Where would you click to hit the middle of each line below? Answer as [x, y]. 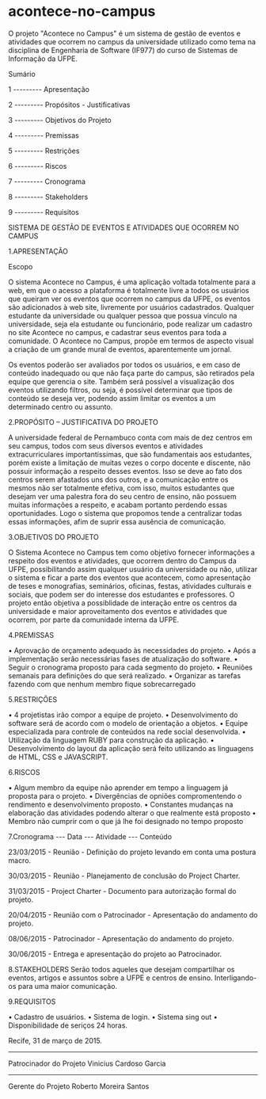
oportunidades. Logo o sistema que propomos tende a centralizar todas [125, 513]
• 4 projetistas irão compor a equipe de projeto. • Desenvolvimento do [123, 715]
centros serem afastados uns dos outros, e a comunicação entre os [118, 479]
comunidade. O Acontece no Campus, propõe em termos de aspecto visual [131, 341]
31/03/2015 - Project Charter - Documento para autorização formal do [122, 891]
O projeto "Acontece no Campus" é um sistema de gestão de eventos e [125, 33]
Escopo [21, 266]
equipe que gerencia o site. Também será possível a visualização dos [122, 381]
